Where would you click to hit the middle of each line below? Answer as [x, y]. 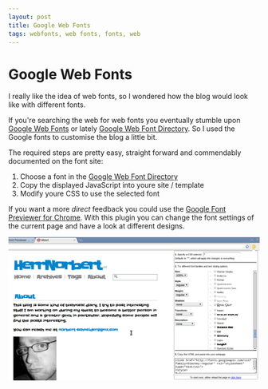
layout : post [30, 17]
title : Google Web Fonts [49, 25]
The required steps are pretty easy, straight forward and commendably [125, 153]
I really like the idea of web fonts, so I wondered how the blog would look [128, 97]
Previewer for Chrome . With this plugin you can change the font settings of [131, 218]
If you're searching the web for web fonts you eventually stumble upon [124, 121]
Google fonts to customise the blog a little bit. [83, 137]
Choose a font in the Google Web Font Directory [99, 177]
